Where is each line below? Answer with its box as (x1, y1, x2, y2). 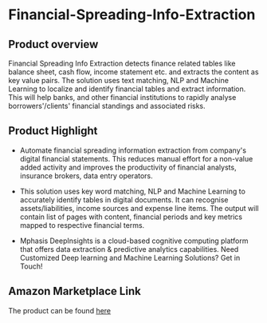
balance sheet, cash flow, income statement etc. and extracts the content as (8, 67, 259, 77)
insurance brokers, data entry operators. (19, 170, 153, 181)
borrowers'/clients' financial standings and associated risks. (8, 102, 206, 110)
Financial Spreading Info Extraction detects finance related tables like (8, 58, 236, 68)
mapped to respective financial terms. (19, 220, 145, 229)
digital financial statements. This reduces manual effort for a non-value (19, 154, 253, 163)
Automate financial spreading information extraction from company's (19, 146, 247, 155)
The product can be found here (8, 305, 112, 315)
